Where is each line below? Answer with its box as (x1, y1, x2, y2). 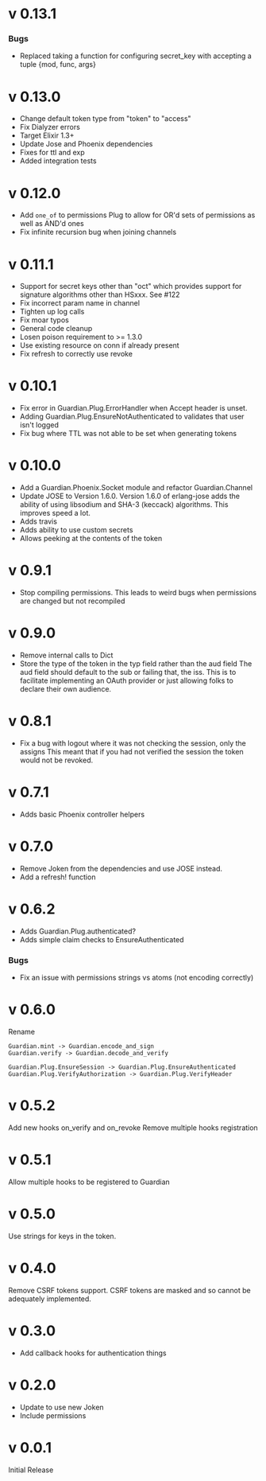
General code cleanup (19, 324, 93, 333)
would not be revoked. (19, 755, 94, 765)
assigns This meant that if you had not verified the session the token (19, 746, 244, 756)
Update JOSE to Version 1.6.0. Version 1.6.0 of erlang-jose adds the (19, 491, 241, 501)
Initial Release (8, 1465, 54, 1475)
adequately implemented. (8, 1294, 91, 1304)
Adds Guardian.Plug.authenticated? (19, 926, 137, 936)
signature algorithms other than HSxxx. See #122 (19, 290, 180, 299)
